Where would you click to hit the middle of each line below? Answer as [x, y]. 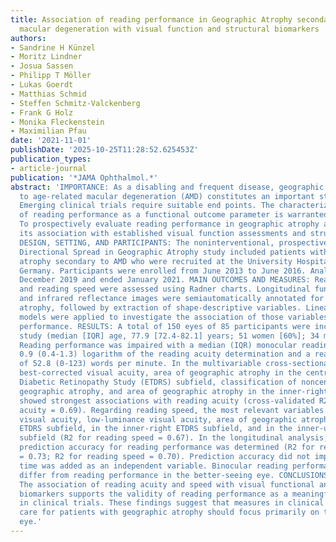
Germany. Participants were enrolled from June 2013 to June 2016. [163, 271]
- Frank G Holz [42, 112]
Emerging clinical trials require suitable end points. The [147, 206]
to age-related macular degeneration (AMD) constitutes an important [167, 196]
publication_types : [51, 159]
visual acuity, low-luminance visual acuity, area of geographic [158, 419]
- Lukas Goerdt [42, 85]
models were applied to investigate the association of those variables [174, 317]
